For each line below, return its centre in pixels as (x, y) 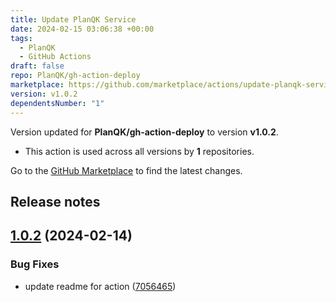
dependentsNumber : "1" (57, 103)
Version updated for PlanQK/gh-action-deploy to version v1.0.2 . (144, 132)
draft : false (37, 66)
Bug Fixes (35, 264)
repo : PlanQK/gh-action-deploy (75, 76)
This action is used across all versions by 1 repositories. (139, 151)
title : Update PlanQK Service (73, 19)
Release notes (55, 201)
